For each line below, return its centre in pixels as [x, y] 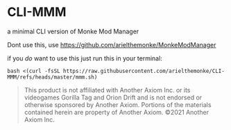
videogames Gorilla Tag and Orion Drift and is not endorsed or [113, 97]
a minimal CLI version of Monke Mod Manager [73, 31]
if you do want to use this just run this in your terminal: [85, 58]
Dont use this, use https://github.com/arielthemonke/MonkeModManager [112, 44]
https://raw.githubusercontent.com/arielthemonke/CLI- [144, 71]
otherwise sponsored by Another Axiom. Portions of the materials [118, 104]
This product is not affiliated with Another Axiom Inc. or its [107, 90]
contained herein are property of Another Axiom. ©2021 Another [117, 112]
